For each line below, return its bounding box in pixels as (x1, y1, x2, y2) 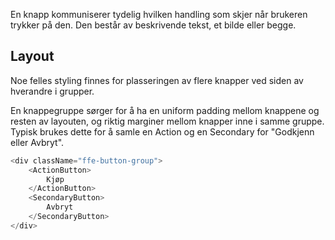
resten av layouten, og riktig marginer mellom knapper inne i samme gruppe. (10, 115, 325, 127)
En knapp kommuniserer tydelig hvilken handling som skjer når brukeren (10, 9, 308, 20)
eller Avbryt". (10, 136, 65, 148)
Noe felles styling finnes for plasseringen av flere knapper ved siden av (10, 74, 304, 86)
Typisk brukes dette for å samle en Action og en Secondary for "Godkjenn (10, 125, 315, 138)
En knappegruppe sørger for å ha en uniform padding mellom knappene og (10, 104, 320, 116)
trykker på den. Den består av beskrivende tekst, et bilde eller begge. (10, 19, 297, 31)
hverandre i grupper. (10, 85, 95, 97)
